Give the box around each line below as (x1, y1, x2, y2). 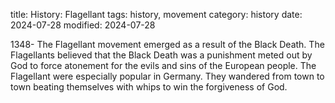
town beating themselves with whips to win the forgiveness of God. (10, 81, 288, 93)
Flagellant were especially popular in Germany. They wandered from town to (10, 70, 325, 82)
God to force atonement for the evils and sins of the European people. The (10, 60, 317, 71)
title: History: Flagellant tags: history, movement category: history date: (10, 9, 303, 20)
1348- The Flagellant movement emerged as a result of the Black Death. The (10, 39, 325, 50)
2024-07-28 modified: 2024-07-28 (10, 19, 156, 31)
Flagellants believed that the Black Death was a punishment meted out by (10, 49, 313, 61)
